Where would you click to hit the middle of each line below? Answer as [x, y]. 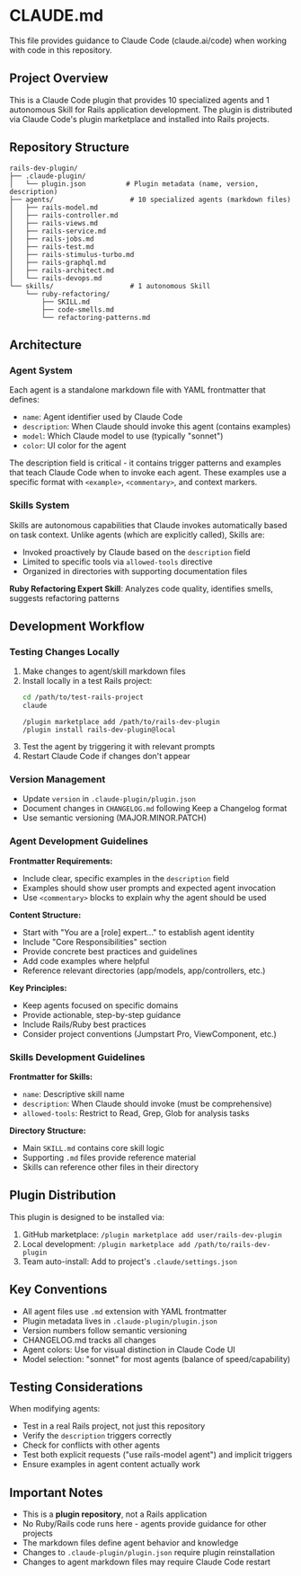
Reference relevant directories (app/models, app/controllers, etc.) [144, 970]
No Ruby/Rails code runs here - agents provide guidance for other [144, 1524]
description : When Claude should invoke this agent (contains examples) [156, 427]
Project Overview [59, 79]
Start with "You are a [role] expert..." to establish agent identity [138, 932]
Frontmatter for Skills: [51, 1076]
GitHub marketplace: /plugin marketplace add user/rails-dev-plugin [152, 1234]
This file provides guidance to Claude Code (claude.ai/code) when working [148, 40]
